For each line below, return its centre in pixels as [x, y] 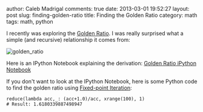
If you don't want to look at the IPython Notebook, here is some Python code [102, 81]
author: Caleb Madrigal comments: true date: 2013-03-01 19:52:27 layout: [98, 9]
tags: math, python [30, 21]
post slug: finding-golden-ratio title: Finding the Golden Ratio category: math [102, 15]
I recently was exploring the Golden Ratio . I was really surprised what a [95, 33]
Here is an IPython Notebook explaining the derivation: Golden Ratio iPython [101, 63]
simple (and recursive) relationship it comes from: [68, 40]
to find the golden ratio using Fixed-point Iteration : [69, 88]
